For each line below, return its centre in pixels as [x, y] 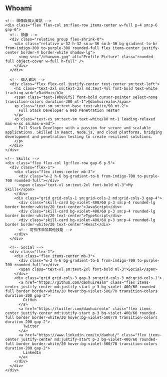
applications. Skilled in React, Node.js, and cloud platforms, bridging [84, 132]
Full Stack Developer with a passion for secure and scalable [84, 128]
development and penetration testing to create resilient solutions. [79, 137]
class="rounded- [138, 57]
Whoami [18, 8]
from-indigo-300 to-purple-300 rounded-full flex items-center [72, 48]
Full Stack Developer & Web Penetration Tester [69, 110]
